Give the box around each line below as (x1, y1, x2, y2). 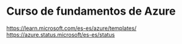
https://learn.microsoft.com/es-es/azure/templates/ (6, 24, 137, 32)
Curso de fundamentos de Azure (6, 4, 176, 18)
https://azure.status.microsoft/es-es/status (6, 31, 115, 38)
